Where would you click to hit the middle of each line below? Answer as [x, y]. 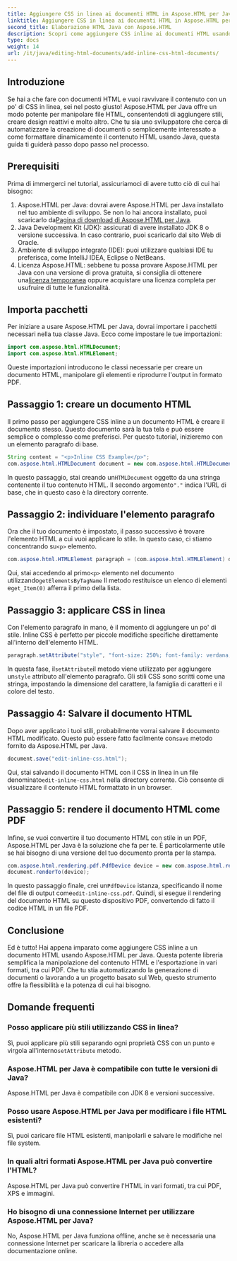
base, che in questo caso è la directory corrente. [78, 492]
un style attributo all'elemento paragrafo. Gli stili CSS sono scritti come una [116, 676]
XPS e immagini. [31, 1193]
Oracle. [28, 242]
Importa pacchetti [48, 310]
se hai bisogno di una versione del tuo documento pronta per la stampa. [112, 853]
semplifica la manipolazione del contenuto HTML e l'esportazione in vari [112, 962]
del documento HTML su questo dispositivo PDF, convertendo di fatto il [111, 901]
